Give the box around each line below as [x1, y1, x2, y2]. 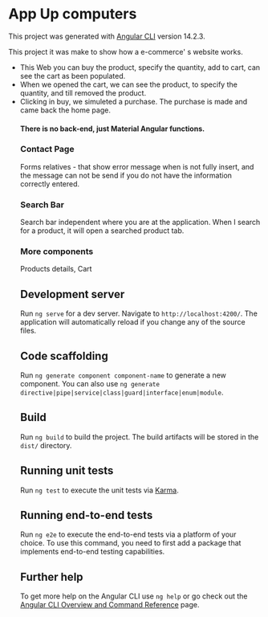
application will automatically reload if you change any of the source [19, 317, 246, 327]
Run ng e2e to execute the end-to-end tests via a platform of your [19, 529, 237, 539]
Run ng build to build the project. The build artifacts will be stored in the [19, 431, 259, 442]
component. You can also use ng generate [19, 379, 160, 389]
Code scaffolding [19, 349, 108, 362]
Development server [19, 287, 125, 301]
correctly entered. [19, 178, 80, 189]
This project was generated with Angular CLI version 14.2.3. [8, 31, 206, 41]
